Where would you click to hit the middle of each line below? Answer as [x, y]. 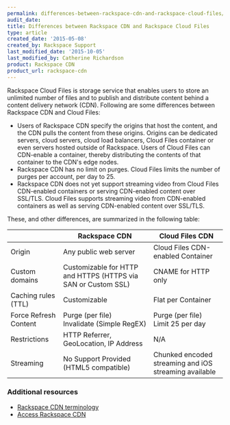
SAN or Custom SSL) [96, 284]
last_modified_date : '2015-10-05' [56, 52]
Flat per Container [182, 300]
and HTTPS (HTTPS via [101, 276]
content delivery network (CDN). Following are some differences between [111, 105]
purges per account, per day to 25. [66, 176]
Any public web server [99, 252]
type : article [27, 33]
